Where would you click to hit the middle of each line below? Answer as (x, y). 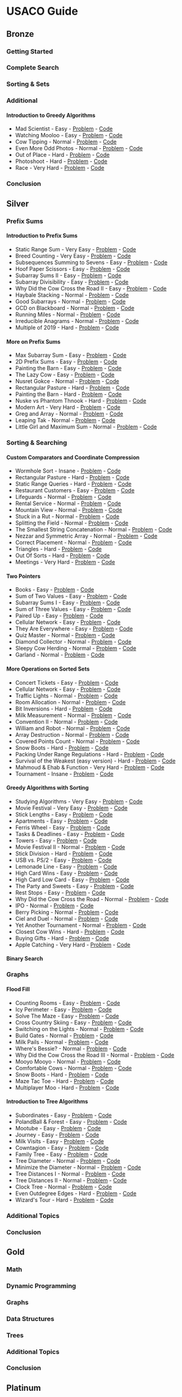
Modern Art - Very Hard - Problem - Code (68, 407)
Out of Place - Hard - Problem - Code (62, 155)
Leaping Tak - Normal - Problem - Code (65, 421)
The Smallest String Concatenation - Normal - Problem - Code (93, 530)
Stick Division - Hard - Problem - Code (64, 853)
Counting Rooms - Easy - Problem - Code (67, 1003)
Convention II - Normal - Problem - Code (66, 721)
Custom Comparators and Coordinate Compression (73, 457)
